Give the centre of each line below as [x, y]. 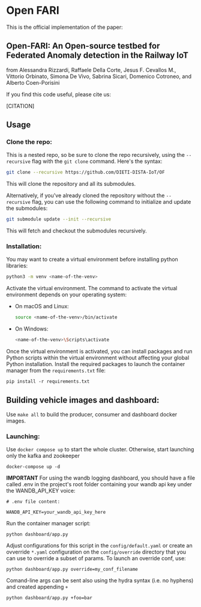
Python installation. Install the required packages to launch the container [96, 364]
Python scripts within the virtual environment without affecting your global [98, 358]
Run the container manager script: [49, 523]
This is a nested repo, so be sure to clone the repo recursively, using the [95, 155]
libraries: [17, 266]
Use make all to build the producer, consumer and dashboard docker [92, 414]
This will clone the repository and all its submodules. [71, 184]
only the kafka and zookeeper [43, 456]
